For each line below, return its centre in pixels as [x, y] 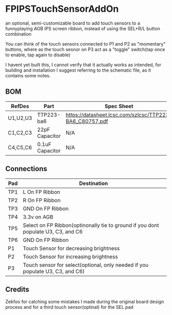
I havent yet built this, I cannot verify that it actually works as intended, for [83, 65]
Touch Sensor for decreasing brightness [71, 248]
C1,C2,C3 [20, 133]
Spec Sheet [119, 106]
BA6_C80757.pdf [87, 121]
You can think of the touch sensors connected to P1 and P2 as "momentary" [85, 44]
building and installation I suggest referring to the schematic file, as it [78, 70]
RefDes [20, 106]
